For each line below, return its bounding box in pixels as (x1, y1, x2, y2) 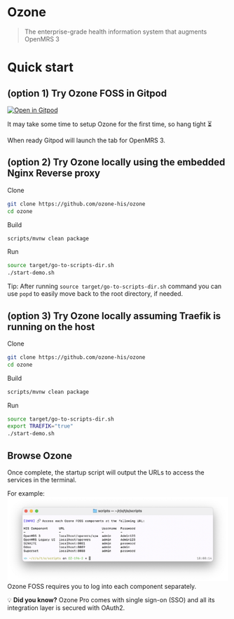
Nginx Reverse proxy (7, 168, 100, 179)
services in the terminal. (7, 476, 77, 484)
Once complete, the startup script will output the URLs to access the (7, 468, 205, 477)
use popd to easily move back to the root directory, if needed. (7, 290, 184, 298)
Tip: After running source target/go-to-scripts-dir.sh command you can (7, 282, 222, 291)
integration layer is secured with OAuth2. (7, 604, 125, 612)
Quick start (7, 60, 74, 76)
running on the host (7, 320, 95, 333)
